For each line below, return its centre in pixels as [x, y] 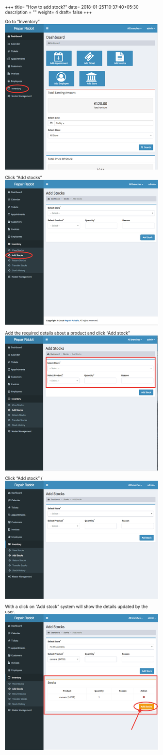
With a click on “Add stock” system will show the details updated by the [76, 607]
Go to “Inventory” [22, 22]
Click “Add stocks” [24, 178]
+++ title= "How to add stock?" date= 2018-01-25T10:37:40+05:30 [72, 7]
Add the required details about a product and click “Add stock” [67, 333]
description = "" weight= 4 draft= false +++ [49, 12]
